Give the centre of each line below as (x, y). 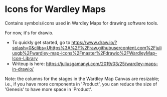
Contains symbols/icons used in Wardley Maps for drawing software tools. (81, 23)
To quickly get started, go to (41, 42)
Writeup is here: (28, 63)
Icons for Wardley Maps (55, 9)
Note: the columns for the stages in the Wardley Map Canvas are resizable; (82, 78)
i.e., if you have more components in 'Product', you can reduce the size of (81, 84)
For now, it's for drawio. (29, 32)
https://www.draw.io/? (94, 42)
